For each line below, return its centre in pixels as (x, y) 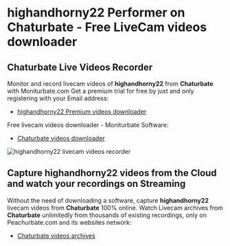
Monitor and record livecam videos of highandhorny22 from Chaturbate (111, 83)
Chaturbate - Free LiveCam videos (107, 27)
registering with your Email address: (58, 98)
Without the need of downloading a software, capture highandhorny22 (108, 200)
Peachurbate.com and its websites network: (69, 222)
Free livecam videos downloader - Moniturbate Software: (88, 125)
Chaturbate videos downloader (61, 138)
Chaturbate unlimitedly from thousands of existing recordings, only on (107, 215)
